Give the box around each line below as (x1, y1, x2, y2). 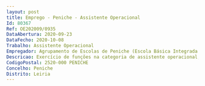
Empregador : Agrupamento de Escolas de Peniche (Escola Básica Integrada (6, 48, 198, 55)
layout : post (6, 8, 40, 15)
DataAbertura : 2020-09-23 (6, 31, 72, 38)
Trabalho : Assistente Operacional (6, 43, 95, 49)
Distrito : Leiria (6, 71, 51, 77)
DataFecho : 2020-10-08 (6, 37, 64, 43)
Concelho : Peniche (6, 65, 53, 71)
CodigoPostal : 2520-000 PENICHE (6, 59, 88, 65)
